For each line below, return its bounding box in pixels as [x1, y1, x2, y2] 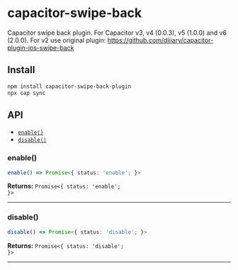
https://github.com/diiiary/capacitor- [107, 35, 214, 44]
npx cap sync [7, 89, 46, 96]
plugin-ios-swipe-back [7, 43, 74, 52]
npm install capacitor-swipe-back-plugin [7, 83, 132, 90]
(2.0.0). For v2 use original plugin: [7, 35, 106, 44]
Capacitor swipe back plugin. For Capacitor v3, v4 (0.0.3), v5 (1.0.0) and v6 [7, 28, 227, 37]
